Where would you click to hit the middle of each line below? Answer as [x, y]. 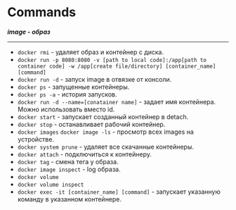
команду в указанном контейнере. [69, 199]
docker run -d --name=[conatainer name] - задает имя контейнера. [117, 101]
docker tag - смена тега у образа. [68, 161]
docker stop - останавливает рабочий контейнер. [91, 124]
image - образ [29, 32]
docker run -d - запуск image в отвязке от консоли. [94, 79]
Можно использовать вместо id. [66, 109]
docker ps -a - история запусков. [67, 94]
